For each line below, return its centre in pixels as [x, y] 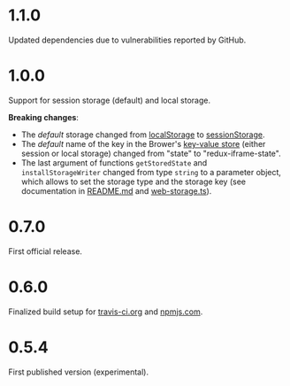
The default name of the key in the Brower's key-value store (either [143, 143]
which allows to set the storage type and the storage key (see [134, 181]
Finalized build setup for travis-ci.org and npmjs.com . [106, 312]
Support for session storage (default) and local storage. [110, 100]
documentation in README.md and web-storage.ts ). [116, 190]
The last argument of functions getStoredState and [114, 162]
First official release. [46, 251]
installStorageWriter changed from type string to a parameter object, [151, 172]
